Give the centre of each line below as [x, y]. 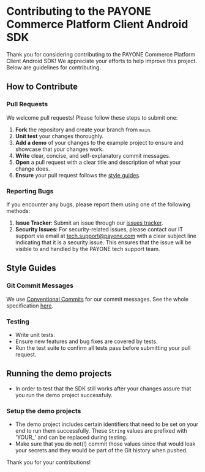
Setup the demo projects [44, 411]
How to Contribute [42, 87]
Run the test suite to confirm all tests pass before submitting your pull [103, 347]
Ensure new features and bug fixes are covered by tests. [86, 341]
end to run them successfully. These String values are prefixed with [101, 431]
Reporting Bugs [30, 191]
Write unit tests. [35, 335]
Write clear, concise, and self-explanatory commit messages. [93, 155]
